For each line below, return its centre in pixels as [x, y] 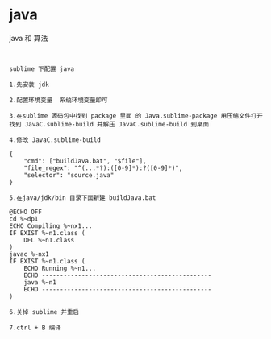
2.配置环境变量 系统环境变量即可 [58, 100]
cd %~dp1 [24, 219]
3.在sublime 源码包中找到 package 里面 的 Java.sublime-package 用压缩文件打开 [136, 116]
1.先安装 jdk [29, 85]
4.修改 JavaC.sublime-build [55, 140]
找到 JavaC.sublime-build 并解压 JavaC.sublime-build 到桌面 [109, 124]
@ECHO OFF [26, 212]
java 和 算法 [29, 38]
